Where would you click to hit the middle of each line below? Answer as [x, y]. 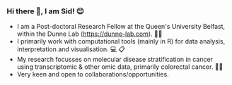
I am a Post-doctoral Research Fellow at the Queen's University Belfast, [121, 27]
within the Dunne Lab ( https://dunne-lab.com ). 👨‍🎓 [89, 34]
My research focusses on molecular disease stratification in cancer [115, 60]
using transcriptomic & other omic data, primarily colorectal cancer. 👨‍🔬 [120, 67]
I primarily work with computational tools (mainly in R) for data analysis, [121, 41]
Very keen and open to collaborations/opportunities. [93, 74]
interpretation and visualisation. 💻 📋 [71, 49]
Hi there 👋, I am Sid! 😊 [45, 11]
